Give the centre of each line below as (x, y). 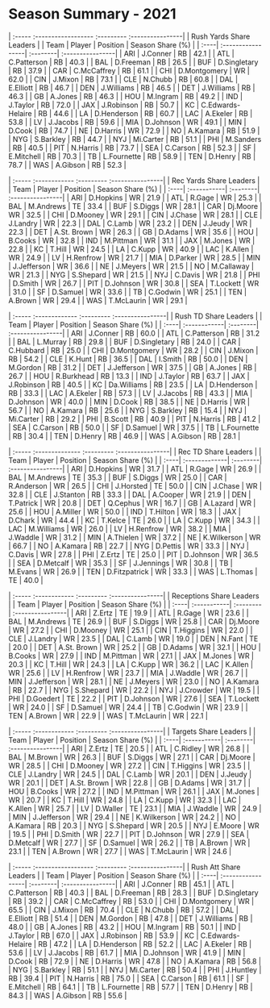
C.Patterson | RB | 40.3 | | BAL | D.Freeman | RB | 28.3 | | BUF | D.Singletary (134, 893)
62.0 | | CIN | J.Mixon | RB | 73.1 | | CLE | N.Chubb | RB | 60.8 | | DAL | (123, 79)
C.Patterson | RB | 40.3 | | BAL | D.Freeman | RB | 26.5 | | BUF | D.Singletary (133, 62)
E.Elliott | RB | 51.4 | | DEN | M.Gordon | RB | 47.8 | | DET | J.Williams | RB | (131, 918)
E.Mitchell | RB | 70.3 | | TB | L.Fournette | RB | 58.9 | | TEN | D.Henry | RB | (132, 156)
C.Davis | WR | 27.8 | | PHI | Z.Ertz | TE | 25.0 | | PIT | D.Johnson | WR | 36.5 (133, 554)
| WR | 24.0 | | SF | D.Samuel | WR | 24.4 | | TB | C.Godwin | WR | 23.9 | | (128, 707)
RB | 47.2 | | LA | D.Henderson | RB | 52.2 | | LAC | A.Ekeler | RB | (145, 943)
